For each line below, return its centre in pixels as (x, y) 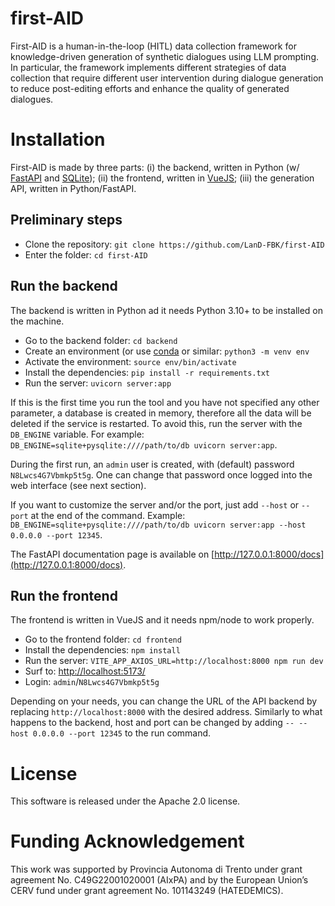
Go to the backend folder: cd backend (101, 340)
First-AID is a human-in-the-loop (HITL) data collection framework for (153, 46)
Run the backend (64, 286)
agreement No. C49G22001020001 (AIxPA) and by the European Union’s (159, 880)
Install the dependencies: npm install (102, 650)
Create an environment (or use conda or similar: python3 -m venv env (167, 351)
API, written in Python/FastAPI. (73, 188)
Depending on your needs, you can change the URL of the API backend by (164, 701)
